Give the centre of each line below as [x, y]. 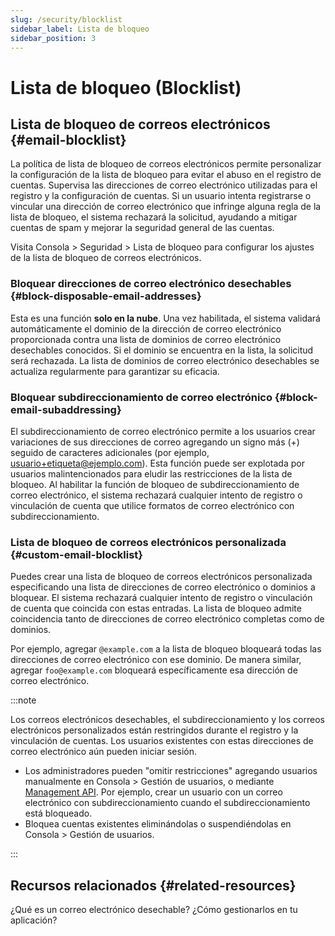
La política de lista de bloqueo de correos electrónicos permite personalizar [166, 164]
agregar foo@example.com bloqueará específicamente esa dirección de [154, 670]
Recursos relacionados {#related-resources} [153, 885]
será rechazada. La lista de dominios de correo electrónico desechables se [165, 360]
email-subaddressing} [66, 409]
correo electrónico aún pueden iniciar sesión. [103, 752]
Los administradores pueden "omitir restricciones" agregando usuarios [171, 771]
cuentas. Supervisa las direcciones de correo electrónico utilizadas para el [164, 185]
